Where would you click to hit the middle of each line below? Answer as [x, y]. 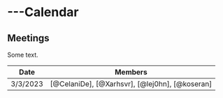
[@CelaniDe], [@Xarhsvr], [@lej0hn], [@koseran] [131, 84]
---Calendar [43, 12]
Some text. [23, 55]
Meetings [29, 38]
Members [131, 72]
